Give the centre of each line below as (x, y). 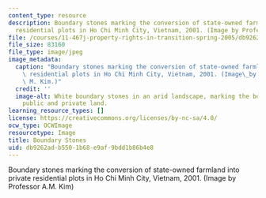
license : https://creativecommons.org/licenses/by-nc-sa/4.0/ (113, 118)
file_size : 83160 (37, 45)
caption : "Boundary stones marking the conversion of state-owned (127, 67)
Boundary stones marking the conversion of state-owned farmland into (124, 170)
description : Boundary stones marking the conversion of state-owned (125, 23)
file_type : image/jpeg (46, 52)
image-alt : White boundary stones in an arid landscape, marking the (132, 96)
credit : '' (33, 89)
